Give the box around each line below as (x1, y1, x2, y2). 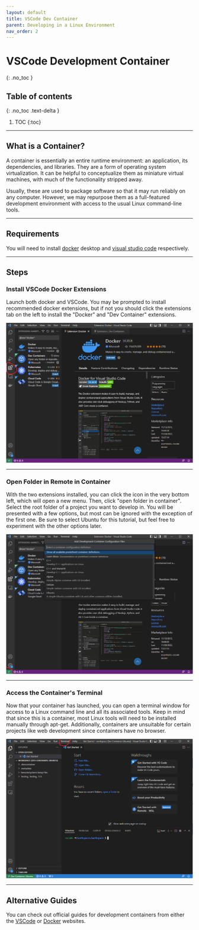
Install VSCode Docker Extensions (6, 285, 107, 293)
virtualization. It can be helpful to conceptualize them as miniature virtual (6, 169, 184, 177)
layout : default (6, 9, 46, 15)
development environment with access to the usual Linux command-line (6, 200, 182, 207)
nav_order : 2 (6, 28, 38, 34)
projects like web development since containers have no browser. (6, 727, 166, 735)
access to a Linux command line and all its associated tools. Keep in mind (6, 708, 185, 716)
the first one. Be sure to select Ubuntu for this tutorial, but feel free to (6, 516, 175, 523)
